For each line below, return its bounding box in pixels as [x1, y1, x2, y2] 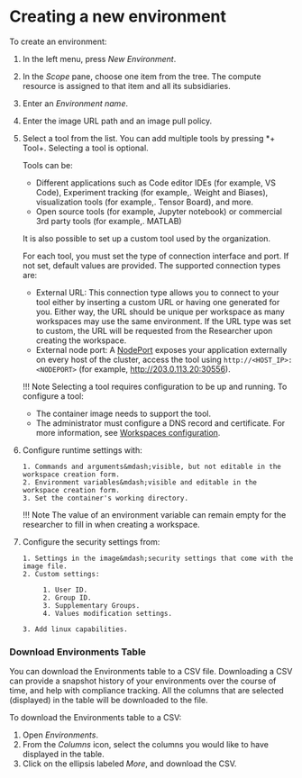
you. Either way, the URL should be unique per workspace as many [35, 306, 286, 317]
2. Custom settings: [22, 569, 100, 578]
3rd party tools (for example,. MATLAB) [35, 215, 182, 226]
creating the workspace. [35, 335, 127, 346]
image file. [22, 561, 68, 571]
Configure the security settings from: [22, 536, 160, 547]
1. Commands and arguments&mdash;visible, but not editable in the [22, 462, 281, 471]
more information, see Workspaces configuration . [35, 427, 221, 438]
